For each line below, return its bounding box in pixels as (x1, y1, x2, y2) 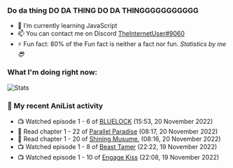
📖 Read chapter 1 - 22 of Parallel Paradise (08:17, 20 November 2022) (17, 127, 218, 135)
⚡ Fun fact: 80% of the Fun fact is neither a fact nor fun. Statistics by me (17, 40, 227, 48)
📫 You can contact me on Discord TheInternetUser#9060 (17, 29, 185, 38)
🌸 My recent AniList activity (7, 101, 104, 111)
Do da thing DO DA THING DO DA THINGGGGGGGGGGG (7, 6, 199, 15)
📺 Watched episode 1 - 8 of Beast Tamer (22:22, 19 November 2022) (17, 142, 218, 150)
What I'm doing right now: (7, 67, 98, 77)
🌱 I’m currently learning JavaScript (17, 22, 118, 30)
